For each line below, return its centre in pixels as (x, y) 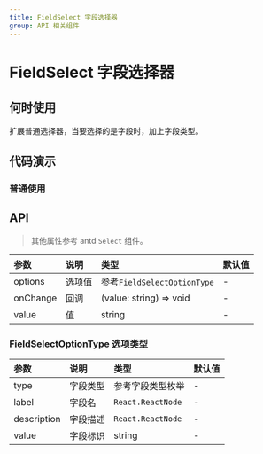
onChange (35, 298)
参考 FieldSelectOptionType (157, 282)
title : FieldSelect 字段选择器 (63, 17)
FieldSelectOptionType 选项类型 (79, 344)
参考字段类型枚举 (149, 386)
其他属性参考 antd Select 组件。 (89, 240)
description (37, 419)
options (29, 281)
